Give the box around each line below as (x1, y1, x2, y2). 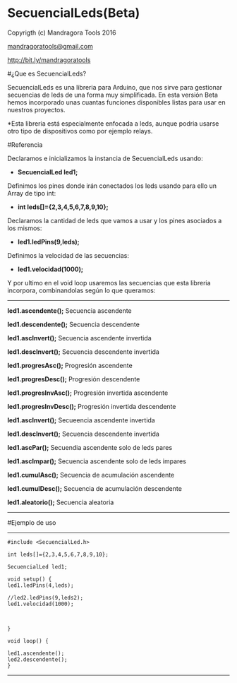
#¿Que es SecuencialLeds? (7, 69, 87, 78)
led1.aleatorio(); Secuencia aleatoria (7, 498, 114, 506)
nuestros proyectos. (7, 105, 66, 114)
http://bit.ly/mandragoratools (7, 55, 91, 64)
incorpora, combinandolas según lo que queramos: (7, 286, 156, 295)
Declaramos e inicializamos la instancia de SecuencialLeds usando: (7, 154, 203, 162)
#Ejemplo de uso (7, 518, 56, 527)
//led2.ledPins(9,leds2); (7, 594, 83, 601)
